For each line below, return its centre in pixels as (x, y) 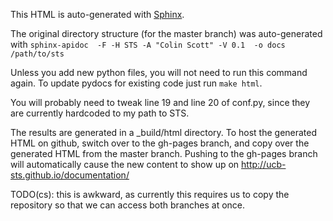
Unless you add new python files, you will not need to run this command (159, 72)
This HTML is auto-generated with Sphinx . (97, 14)
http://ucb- (264, 164)
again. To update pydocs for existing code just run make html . (136, 83)
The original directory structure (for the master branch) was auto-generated (166, 33)
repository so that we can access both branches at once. (128, 205)
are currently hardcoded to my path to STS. (100, 113)
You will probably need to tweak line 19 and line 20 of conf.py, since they (160, 102)
